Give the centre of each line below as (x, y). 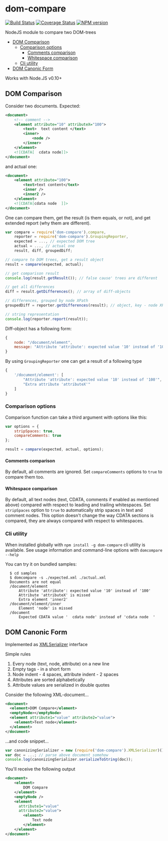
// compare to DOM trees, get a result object (54, 260)
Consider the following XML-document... (47, 695)
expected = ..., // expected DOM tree (54, 241)
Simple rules (18, 654)
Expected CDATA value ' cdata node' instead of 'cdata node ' (87, 617)
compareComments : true (38, 436)
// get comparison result (32, 273)
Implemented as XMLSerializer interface (46, 644)
